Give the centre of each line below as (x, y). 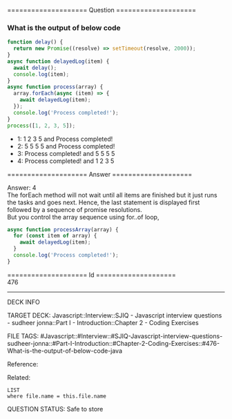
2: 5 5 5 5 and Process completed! (66, 146)
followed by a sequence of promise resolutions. (75, 209)
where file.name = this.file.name (57, 396)
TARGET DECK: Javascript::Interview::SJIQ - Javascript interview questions (115, 315)
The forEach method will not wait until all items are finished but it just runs (112, 195)
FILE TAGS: (23, 336)
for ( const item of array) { (55, 236)
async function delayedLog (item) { (58, 61)
